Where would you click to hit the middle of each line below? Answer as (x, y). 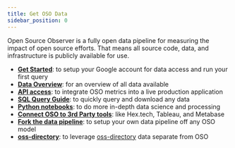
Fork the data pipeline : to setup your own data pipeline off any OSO (116, 121)
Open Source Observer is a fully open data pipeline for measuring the (108, 40)
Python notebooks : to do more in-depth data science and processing (119, 106)
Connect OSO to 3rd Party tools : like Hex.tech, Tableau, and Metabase (121, 114)
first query (32, 76)
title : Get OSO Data (38, 14)
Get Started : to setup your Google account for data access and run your (122, 69)
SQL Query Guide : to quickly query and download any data (104, 99)
